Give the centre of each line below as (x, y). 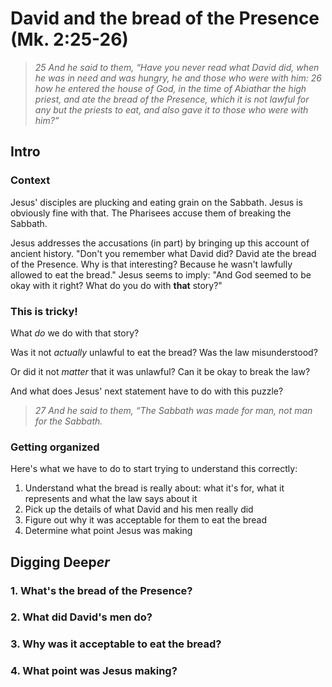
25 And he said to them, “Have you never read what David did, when (177, 67)
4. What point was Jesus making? (94, 671)
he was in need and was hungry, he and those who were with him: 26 (178, 78)
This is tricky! (44, 311)
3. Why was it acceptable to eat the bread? (116, 644)
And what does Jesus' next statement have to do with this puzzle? (147, 391)
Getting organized (55, 447)
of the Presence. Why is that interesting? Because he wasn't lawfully (151, 264)
